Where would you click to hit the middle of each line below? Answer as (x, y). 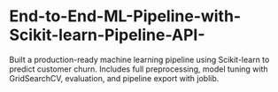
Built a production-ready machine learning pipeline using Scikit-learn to (139, 59)
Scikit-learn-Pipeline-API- (107, 35)
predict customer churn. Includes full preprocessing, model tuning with (139, 69)
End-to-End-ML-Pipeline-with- (125, 16)
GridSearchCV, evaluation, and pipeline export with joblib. (114, 78)
